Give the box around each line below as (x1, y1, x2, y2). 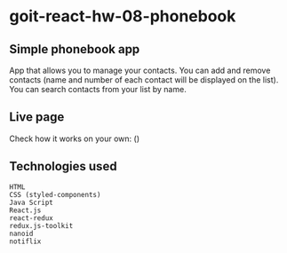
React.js (9, 206, 42, 215)
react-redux (9, 213, 53, 223)
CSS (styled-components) (9, 190, 101, 199)
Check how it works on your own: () (9, 133, 140, 144)
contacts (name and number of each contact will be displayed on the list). (9, 75, 279, 85)
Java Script (9, 198, 53, 207)
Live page (9, 109, 65, 125)
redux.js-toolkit (9, 221, 74, 230)
